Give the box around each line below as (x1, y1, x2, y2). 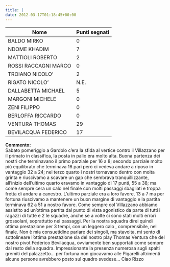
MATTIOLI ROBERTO (8, 54, 57, 61)
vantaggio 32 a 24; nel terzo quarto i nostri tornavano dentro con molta (5, 169, 155, 175)
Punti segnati (76, 29, 110, 36)
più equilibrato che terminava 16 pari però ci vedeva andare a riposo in (5, 163, 154, 169)
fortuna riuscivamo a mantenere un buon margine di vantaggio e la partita (5, 196, 160, 202)
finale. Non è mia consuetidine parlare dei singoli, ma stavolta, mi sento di (5, 229, 161, 235)
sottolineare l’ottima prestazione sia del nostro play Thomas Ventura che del (5, 234, 165, 240)
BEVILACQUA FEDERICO (8, 128, 67, 136)
